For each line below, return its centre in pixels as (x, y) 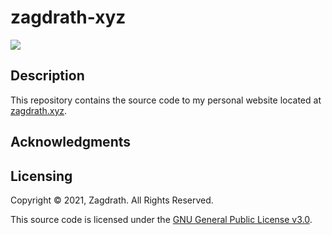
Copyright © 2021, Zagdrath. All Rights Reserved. (112, 200)
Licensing (41, 176)
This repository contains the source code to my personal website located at (166, 100)
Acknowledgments (71, 142)
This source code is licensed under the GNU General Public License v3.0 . (161, 219)
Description (47, 76)
